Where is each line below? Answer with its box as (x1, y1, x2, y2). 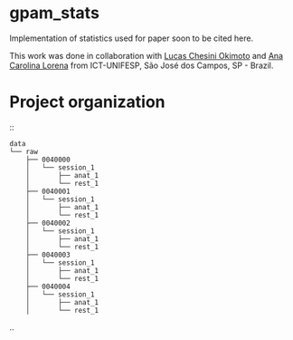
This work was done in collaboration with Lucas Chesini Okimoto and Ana (9, 50, 283, 61)
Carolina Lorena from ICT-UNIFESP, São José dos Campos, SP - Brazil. (9, 60, 274, 71)
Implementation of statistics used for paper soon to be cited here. (9, 33, 254, 44)
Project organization (9, 92, 165, 112)
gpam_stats (9, 3, 99, 24)
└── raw (9, 147, 39, 156)
